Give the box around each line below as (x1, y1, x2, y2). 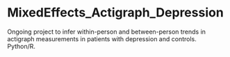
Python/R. (7, 42, 36, 50)
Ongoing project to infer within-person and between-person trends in (7, 27, 206, 36)
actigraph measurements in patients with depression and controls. (7, 34, 197, 43)
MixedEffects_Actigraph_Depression (7, 5, 224, 21)
